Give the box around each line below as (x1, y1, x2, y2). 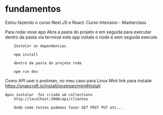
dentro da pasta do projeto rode (14, 60, 82, 65)
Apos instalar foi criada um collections (5, 92, 93, 97)
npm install (14, 52, 38, 57)
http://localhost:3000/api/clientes (14, 96, 89, 101)
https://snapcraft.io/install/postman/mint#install (5, 83, 101, 89)
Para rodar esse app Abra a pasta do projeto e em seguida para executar (5, 29, 152, 35)
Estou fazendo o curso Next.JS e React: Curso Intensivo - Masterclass (5, 19, 146, 25)
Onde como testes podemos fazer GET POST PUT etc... (14, 105, 123, 110)
